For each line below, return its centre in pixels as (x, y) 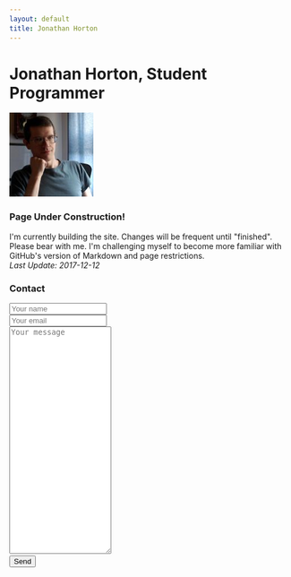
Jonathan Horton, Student (108, 74)
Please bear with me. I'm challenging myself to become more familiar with (145, 245)
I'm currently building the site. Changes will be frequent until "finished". (141, 237)
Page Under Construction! (67, 217)
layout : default (39, 19)
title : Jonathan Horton (54, 28)
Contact (27, 288)
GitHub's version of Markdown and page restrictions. (107, 255)
